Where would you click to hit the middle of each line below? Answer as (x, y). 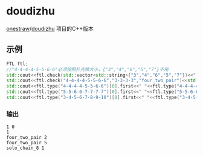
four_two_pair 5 (27, 143)
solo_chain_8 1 (25, 148)
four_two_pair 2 (27, 138)
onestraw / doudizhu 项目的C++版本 (50, 28)
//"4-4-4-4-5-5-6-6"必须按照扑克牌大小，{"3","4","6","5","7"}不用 (88, 69)
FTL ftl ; (17, 64)
